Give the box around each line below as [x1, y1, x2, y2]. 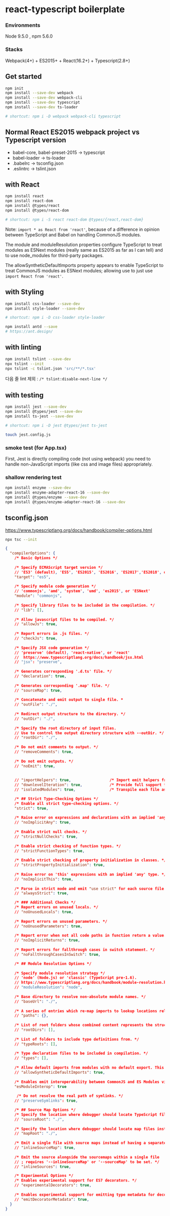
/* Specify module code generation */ [14, 584, 96, 589]
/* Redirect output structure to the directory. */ [14, 712, 125, 717]
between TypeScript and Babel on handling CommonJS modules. [5, 231, 141, 237]
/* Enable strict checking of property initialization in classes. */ [14, 858, 166, 863]
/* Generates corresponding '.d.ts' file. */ [14, 669, 112, 674]
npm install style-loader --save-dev [5, 306, 85, 311]
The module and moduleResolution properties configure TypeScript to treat [5, 241, 162, 248]
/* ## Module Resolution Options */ [14, 961, 92, 966]
